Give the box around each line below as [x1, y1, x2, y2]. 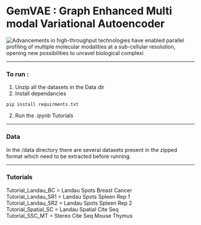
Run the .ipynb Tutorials [14, 112, 74, 119]
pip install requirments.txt [6, 102, 79, 108]
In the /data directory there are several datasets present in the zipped [6, 146, 178, 153]
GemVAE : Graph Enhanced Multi [6, 4, 172, 18]
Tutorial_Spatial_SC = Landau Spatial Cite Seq [6, 205, 119, 213]
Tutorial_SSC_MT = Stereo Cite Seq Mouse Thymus [6, 212, 133, 219]
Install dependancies [14, 90, 66, 97]
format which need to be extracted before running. [6, 153, 132, 160]
